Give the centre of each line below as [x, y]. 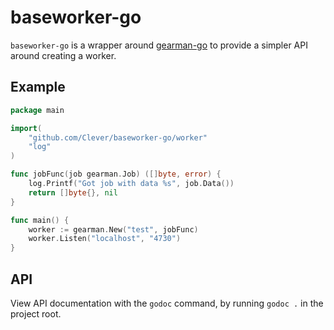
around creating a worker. [63, 55]
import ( [26, 128]
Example [38, 87]
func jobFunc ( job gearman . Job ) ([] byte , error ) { [116, 174]
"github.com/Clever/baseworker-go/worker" [118, 137]
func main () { [40, 220]
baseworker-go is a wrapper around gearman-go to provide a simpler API [159, 45]
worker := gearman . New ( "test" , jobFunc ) [113, 229]
